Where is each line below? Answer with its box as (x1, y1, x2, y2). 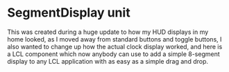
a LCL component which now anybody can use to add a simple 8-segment (7, 50, 220, 58)
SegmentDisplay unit (7, 5, 130, 21)
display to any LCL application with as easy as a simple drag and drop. (7, 57, 209, 65)
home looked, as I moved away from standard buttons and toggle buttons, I (7, 35, 222, 43)
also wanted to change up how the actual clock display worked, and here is (7, 42, 223, 51)
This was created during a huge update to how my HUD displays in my (7, 28, 209, 36)
